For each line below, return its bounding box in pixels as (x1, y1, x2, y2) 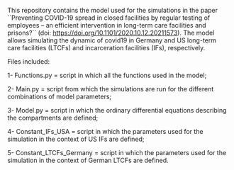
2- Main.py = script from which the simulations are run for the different (7, 85, 214, 93)
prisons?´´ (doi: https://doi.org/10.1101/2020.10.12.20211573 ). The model (7, 28, 215, 37)
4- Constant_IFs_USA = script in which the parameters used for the (7, 127, 204, 135)
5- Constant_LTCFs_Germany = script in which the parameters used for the (7, 149, 227, 157)
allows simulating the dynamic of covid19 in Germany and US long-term (7, 36, 216, 45)
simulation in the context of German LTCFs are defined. (7, 156, 169, 164)
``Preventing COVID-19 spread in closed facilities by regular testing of (7, 13, 211, 22)
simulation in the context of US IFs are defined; (7, 135, 145, 143)
